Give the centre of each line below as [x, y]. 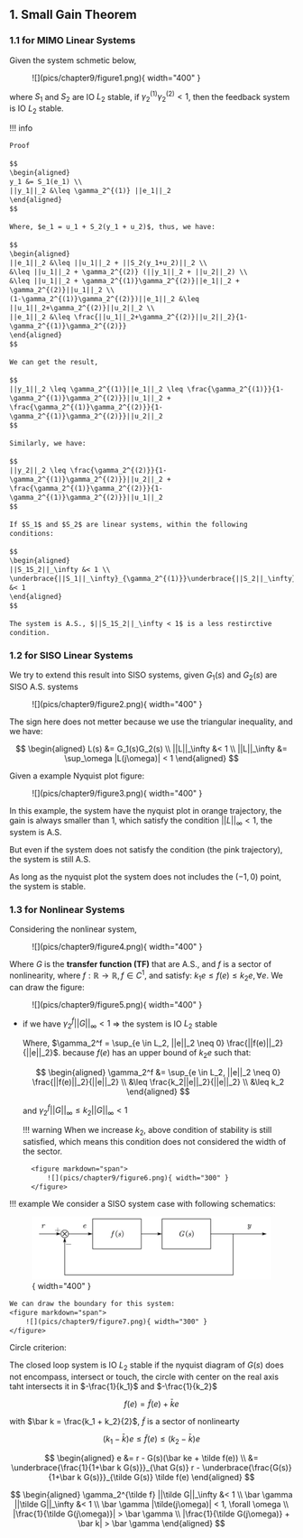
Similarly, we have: [48, 443]
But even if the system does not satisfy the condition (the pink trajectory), [146, 849]
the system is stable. [48, 886]
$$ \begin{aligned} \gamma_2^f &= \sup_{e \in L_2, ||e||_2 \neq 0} [158, 1072]
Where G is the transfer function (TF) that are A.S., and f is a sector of [141, 964]
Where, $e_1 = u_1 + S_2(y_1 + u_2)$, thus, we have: [113, 226]
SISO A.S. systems [44, 687]
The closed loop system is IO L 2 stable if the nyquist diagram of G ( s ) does [147, 1366]
